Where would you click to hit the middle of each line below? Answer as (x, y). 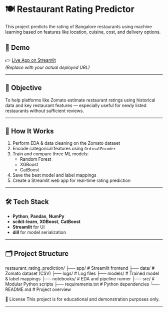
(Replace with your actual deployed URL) (47, 67)
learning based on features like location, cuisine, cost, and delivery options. (83, 32)
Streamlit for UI (28, 227)
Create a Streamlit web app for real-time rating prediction (71, 180)
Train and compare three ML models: (50, 154)
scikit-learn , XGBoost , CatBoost (46, 222)
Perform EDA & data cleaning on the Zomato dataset (66, 143)
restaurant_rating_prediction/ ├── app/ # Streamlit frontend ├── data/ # (80, 268)
